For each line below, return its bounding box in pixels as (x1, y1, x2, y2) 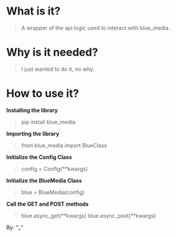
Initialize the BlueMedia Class (6, 177, 82, 184)
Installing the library (6, 106, 59, 114)
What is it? (6, 4, 61, 18)
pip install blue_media (21, 118, 76, 125)
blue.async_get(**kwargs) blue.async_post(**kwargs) (21, 212, 156, 219)
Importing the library (6, 130, 59, 137)
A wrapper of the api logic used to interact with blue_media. (21, 24, 171, 31)
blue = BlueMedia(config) (21, 189, 85, 196)
